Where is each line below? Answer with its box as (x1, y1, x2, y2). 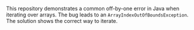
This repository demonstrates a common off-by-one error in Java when (6, 5, 180, 12)
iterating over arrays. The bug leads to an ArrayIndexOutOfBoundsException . (6, 11, 189, 18)
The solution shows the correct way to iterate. (6, 18, 118, 24)
